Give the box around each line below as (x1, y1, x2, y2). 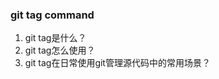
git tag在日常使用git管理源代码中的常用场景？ (24, 57, 211, 69)
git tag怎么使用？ (24, 44, 96, 57)
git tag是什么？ (24, 32, 87, 44)
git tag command (10, 8, 95, 22)
